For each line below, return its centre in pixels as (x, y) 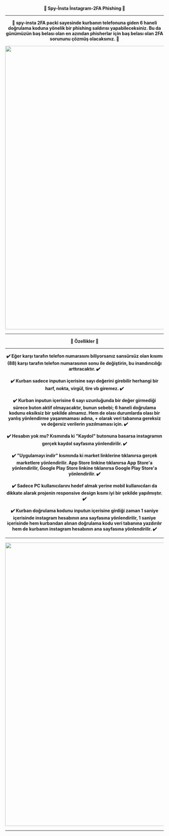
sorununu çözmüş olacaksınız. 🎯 (84, 39)
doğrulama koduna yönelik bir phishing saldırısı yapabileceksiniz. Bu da (84, 28)
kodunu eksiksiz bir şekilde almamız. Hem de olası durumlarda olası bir (84, 413)
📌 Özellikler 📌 (84, 341)
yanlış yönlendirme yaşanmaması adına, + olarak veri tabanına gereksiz (84, 418)
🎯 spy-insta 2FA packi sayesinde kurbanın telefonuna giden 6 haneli (84, 23)
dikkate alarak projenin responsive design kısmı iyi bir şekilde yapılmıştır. (84, 493)
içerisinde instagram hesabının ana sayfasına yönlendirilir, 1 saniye (84, 518)
